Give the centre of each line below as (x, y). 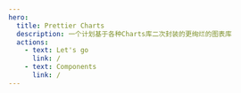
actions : (33, 42)
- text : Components (61, 67)
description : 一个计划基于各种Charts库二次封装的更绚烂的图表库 (125, 34)
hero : (18, 17)
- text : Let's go (57, 50)
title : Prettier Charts (60, 26)
